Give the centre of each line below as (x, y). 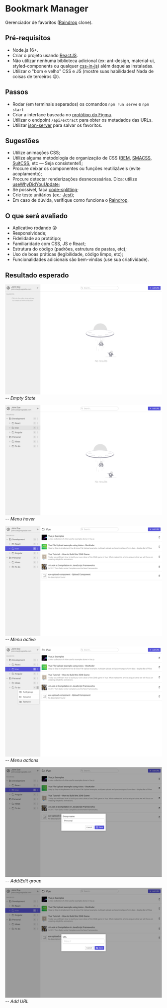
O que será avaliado (37, 216)
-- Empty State (20, 398)
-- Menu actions (22, 760)
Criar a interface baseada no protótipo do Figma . (62, 114)
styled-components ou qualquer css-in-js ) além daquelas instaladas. (83, 66)
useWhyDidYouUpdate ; (36, 184)
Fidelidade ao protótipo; (37, 239)
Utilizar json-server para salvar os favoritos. (57, 125)
